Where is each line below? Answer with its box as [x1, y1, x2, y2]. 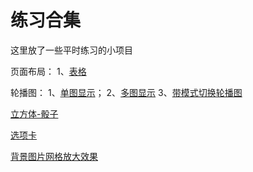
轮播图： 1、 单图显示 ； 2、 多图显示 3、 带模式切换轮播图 [10, 86, 243, 98]
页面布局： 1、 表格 [10, 65, 87, 77]
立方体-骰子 [10, 107, 59, 120]
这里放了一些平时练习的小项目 [10, 44, 133, 56]
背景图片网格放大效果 [10, 150, 98, 162]
